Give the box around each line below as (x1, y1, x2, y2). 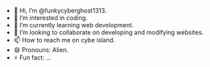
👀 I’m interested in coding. (13, 14, 88, 22)
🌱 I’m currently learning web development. (13, 21, 134, 29)
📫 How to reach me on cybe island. (13, 36, 115, 44)
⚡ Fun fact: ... (13, 53, 51, 62)
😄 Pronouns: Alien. (13, 46, 69, 54)
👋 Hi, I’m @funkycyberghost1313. (13, 7, 107, 14)
